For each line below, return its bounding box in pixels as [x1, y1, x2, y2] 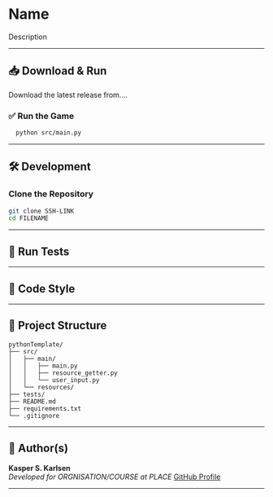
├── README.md [8, 397, 57, 406]
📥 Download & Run [8, 64, 107, 78]
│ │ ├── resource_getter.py [8, 368, 118, 377]
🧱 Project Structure [8, 319, 107, 332]
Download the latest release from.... [8, 90, 128, 99]
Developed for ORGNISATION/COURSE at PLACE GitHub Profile [8, 472, 221, 482]
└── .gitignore [8, 411, 60, 420]
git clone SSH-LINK [8, 207, 75, 215]
